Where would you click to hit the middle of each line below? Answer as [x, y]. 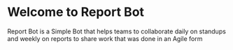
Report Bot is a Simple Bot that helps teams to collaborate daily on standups [116, 31]
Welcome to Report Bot [76, 12]
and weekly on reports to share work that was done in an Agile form [105, 38]
